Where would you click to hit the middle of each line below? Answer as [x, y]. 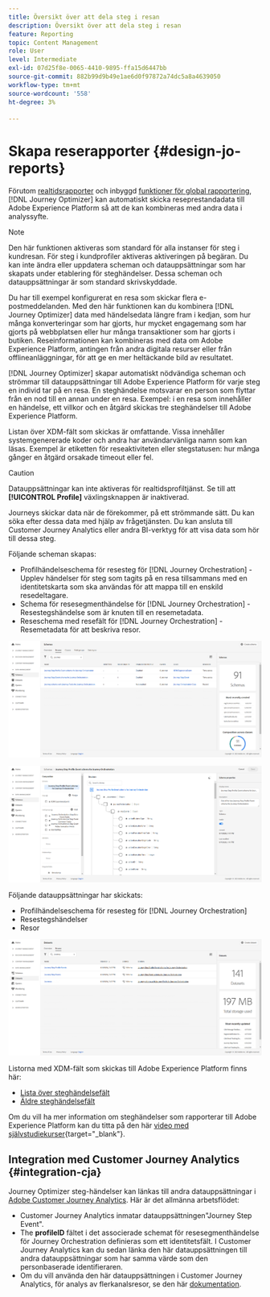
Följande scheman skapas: [52, 554]
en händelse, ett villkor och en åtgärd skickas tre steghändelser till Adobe [130, 408]
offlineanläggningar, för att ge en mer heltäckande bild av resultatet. [121, 358]
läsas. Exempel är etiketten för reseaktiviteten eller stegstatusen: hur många [134, 449]
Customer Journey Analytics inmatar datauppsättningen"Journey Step [136, 1216]
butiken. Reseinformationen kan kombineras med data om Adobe [116, 341]
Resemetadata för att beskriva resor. [80, 630]
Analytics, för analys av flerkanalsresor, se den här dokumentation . [131, 1284]
